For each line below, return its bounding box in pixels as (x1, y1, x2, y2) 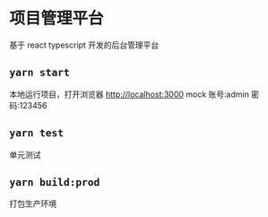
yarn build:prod (9, 176, 100, 188)
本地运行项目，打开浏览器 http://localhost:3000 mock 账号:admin (9, 89, 249, 100)
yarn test (9, 126, 65, 140)
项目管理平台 (9, 8, 105, 29)
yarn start (9, 66, 70, 79)
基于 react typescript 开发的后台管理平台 (9, 39, 160, 50)
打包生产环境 (9, 198, 56, 209)
